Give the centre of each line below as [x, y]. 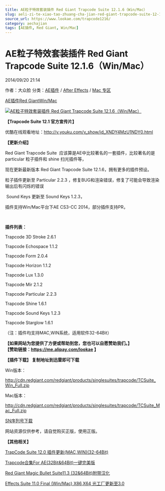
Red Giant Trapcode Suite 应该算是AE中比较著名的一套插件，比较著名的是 [80, 153]
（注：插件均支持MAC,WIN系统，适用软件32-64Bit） [58, 333]
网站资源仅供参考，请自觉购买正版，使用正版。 [52, 431]
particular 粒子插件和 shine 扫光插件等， [46, 159]
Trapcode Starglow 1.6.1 [29, 323]
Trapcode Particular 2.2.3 [31, 294]
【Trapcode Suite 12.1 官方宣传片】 [41, 122]
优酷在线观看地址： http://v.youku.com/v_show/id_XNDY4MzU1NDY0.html [79, 132]
